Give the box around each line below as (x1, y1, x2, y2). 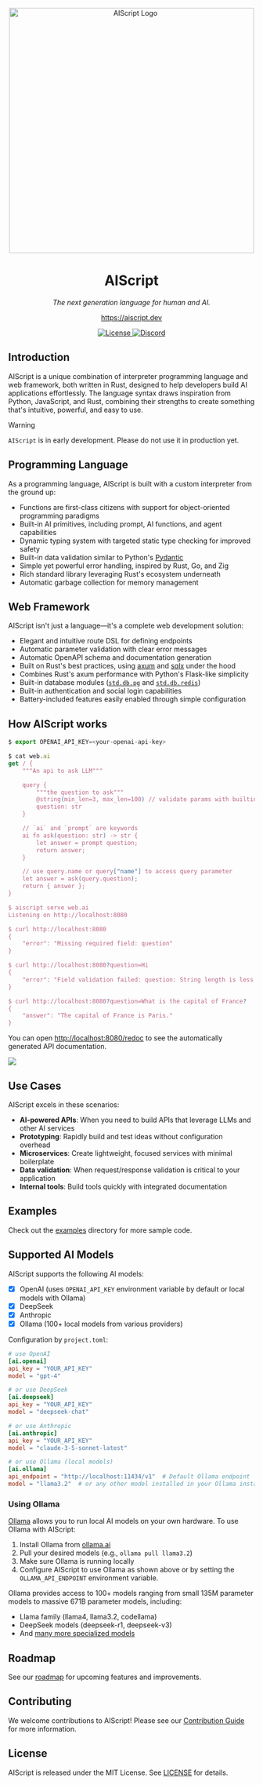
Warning (8, 420, 35, 429)
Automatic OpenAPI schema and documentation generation (19, 653, 212, 662)
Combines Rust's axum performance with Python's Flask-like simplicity (19, 669, 249, 679)
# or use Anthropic (8, 1422, 72, 1430)
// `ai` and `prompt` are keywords (22, 825, 139, 832)
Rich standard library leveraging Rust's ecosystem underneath (19, 569, 222, 578)
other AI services (19, 1124, 75, 1133)
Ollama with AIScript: (8, 1525, 76, 1534)
